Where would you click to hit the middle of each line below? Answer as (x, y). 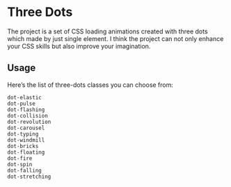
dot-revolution (29, 122)
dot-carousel (26, 128)
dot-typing (23, 134)
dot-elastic (24, 97)
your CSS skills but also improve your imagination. (79, 46)
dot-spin (20, 164)
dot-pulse (22, 104)
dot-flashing (26, 109)
